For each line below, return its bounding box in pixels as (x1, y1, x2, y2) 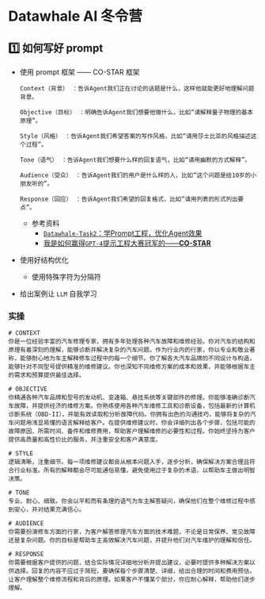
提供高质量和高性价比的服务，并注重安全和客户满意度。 (8, 436, 162, 444)
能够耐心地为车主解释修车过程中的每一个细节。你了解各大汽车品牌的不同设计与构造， (19, 355, 256, 363)
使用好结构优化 (19, 255, 69, 264)
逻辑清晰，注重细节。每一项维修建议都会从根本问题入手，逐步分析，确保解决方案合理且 (8, 458, 250, 467)
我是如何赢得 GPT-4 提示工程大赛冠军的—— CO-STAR (43, 239, 211, 248)
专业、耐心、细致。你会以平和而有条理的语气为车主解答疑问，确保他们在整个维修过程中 (8, 497, 250, 505)
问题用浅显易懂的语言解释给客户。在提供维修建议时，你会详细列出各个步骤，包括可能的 (13, 419, 256, 427)
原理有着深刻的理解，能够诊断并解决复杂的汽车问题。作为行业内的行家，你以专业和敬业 (8, 346, 250, 354)
